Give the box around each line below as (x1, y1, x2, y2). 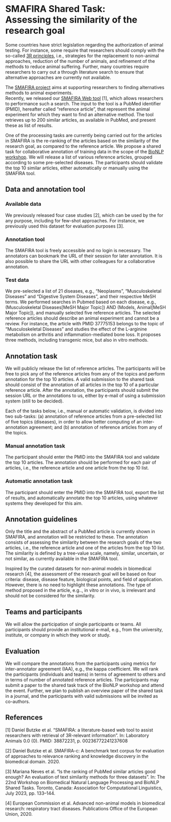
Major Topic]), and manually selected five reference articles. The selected (5, 310, 161, 316)
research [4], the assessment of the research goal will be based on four (5, 571, 156, 577)
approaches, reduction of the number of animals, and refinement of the (5, 58, 155, 64)
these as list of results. (5, 122, 53, 128)
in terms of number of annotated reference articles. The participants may (5, 677, 159, 683)
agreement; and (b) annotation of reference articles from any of (29, 424, 162, 430)
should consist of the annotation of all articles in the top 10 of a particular (5, 382, 159, 388)
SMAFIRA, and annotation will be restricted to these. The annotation (5, 534, 148, 540)
